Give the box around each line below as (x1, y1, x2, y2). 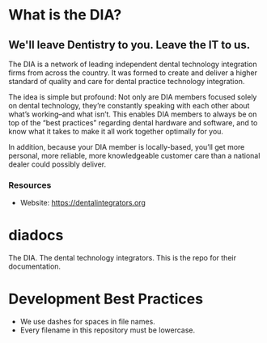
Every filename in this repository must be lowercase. (19, 325, 196, 335)
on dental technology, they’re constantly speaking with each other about (8, 101, 250, 110)
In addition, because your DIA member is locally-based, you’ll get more (8, 142, 245, 151)
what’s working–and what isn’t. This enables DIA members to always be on (8, 109, 257, 119)
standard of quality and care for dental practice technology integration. (8, 77, 245, 86)
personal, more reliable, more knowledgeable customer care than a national (8, 151, 261, 160)
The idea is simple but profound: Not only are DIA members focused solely (8, 92, 257, 102)
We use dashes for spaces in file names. (19, 317, 155, 327)
